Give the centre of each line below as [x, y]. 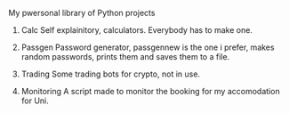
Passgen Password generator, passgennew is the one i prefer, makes [148, 47]
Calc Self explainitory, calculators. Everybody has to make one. [136, 30]
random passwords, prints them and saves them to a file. [125, 56]
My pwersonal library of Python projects [82, 13]
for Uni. [35, 101]
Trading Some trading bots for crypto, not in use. [111, 74]
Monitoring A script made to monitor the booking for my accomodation [151, 91]
